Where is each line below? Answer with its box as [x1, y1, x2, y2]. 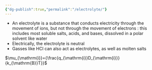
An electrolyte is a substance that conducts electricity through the [12, 20, 144, 26]
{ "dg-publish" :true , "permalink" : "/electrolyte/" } [5, 7, 107, 12]
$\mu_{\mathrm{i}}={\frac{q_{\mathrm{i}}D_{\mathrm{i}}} [5, 55, 120, 60]
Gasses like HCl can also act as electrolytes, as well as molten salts [12, 46, 147, 51]
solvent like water [12, 35, 47, 41]
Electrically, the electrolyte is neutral [12, 40, 85, 46]
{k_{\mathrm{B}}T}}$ [5, 60, 47, 66]
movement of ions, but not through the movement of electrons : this [12, 25, 147, 31]
